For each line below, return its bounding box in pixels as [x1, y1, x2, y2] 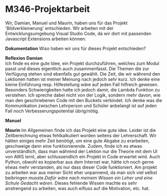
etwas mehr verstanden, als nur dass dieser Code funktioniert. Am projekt [5, 164, 157, 170]
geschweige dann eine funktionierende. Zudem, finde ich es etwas [5, 143, 142, 149]
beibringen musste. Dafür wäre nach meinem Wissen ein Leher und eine [5, 175, 153, 181]
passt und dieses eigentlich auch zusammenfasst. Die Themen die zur [5, 66, 150, 72]
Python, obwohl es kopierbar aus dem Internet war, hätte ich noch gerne [5, 159, 154, 165]
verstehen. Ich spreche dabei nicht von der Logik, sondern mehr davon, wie [5, 92, 161, 98]
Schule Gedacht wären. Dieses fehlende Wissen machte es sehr [5, 180, 137, 186]
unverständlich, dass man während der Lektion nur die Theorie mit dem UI [5, 148, 158, 154]
